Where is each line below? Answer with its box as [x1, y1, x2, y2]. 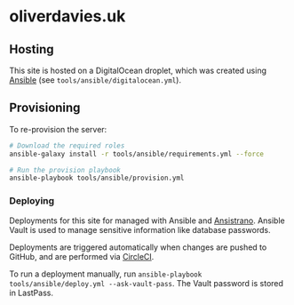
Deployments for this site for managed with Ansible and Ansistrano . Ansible [9, 215, 286, 226]
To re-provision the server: [9, 124, 107, 134]
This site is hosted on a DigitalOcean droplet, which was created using [9, 65, 266, 76]
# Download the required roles [9, 140, 125, 150]
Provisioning [9, 100, 81, 116]
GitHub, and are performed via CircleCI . [9, 251, 155, 261]
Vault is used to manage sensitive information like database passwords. [9, 224, 271, 235]
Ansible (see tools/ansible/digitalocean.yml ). [9, 75, 182, 85]
